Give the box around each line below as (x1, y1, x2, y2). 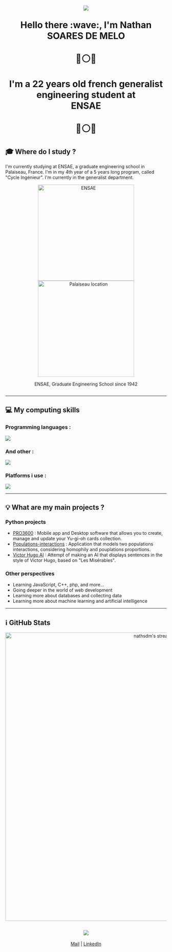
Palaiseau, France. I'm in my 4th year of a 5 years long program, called (5, 169, 155, 175)
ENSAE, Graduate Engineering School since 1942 (34, 381, 138, 387)
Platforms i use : (5, 472, 47, 479)
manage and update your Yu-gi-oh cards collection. (12, 535, 122, 541)
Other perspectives (5, 570, 55, 577)
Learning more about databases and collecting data (12, 593, 122, 599)
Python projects (5, 518, 46, 525)
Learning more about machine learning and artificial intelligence (12, 598, 147, 604)
